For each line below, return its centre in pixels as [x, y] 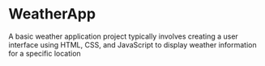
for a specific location [45, 53]
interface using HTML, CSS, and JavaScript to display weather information [132, 44]
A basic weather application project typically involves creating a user [124, 36]
